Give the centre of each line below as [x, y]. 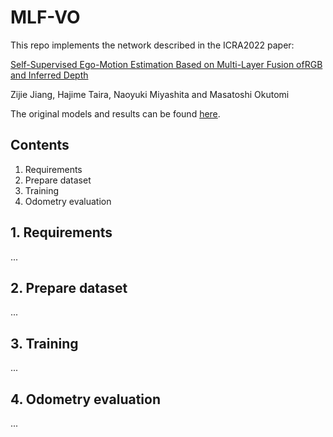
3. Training [44, 343]
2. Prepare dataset [69, 287]
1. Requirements [61, 232]
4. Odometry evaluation [85, 399]
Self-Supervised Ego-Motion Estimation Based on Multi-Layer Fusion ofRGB [166, 64]
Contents [40, 145]
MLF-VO [45, 17]
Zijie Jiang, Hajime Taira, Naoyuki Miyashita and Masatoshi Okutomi [150, 94]
